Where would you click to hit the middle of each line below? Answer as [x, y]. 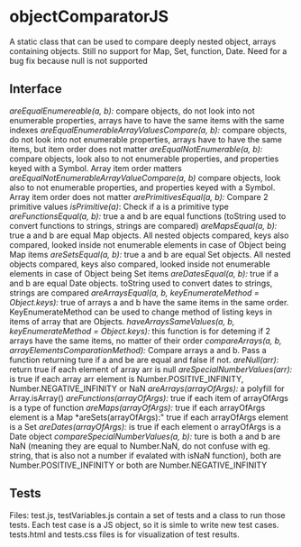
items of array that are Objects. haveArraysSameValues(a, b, [122, 321]
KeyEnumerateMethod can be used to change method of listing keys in [141, 312]
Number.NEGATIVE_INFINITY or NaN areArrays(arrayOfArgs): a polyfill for [147, 388]
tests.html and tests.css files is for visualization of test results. [125, 534]
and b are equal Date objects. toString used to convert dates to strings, [141, 283]
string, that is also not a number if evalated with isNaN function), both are [146, 455]
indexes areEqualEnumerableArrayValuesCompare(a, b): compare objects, [148, 130]
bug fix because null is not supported [79, 60]
